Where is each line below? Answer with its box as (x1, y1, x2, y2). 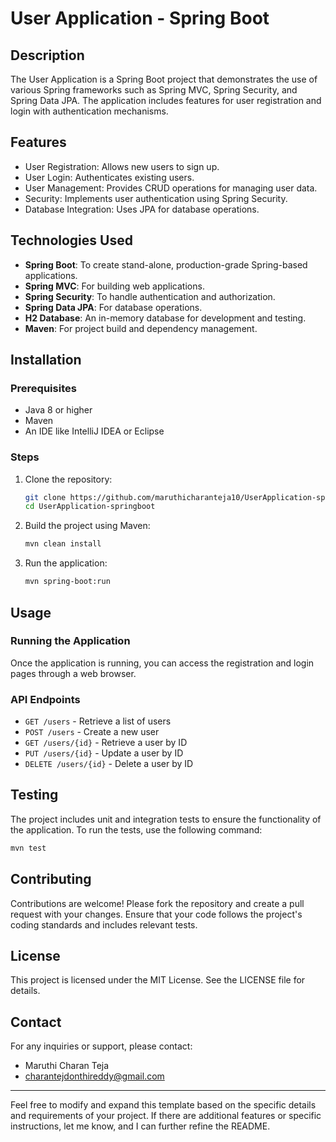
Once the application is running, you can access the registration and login (10, 657, 315, 669)
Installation (10, 352, 82, 369)
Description (10, 47, 85, 64)
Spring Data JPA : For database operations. (24, 301, 203, 313)
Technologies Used (10, 232, 133, 249)
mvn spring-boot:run (24, 577, 111, 587)
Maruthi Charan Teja (24, 1060, 110, 1072)
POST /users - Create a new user (24, 726, 160, 738)
